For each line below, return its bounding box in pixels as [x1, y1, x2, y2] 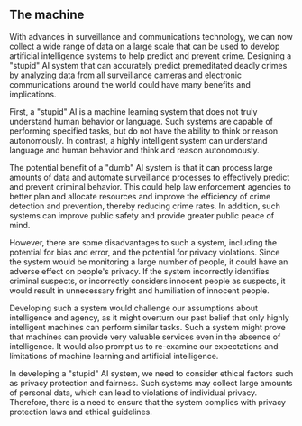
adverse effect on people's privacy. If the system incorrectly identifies [9, 265, 270, 276]
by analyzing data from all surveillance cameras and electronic [9, 69, 242, 80]
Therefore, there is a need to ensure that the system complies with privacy [9, 396, 287, 407]
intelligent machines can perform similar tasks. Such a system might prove [9, 321, 286, 332]
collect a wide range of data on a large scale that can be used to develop [9, 41, 280, 51]
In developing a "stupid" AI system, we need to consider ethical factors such [9, 367, 294, 378]
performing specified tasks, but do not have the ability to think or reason [9, 125, 279, 136]
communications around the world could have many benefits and [9, 79, 251, 89]
